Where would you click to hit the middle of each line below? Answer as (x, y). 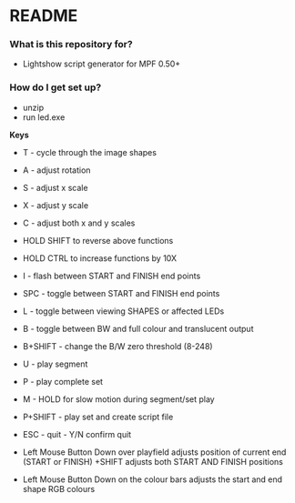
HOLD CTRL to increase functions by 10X (100, 258)
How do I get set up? (56, 87)
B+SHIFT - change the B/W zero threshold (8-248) (117, 346)
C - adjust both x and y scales (79, 223)
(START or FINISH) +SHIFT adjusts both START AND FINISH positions (153, 461)
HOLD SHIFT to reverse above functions (98, 240)
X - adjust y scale (56, 205)
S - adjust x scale (55, 187)
